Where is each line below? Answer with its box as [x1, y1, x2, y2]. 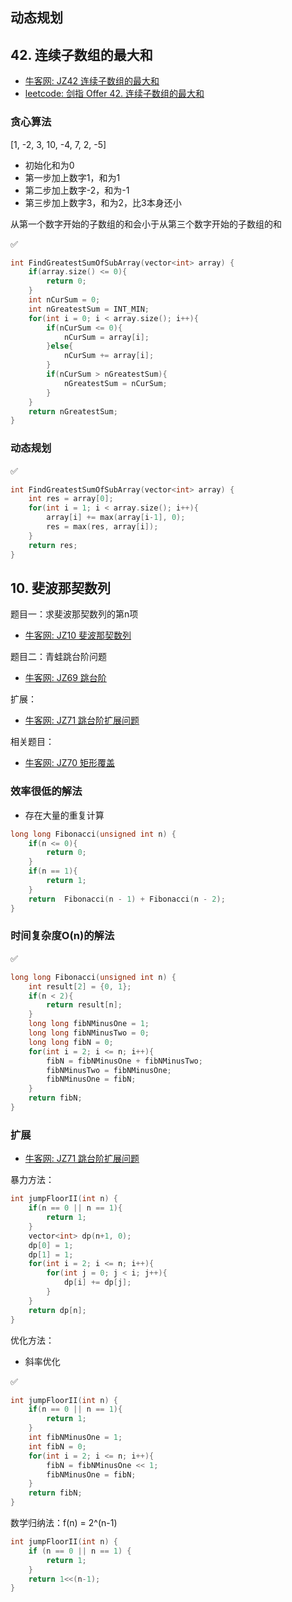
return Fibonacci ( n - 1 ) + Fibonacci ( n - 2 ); [28, 894, 226, 904]
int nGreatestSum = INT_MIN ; [28, 304, 150, 314]
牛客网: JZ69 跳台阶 [24, 672, 107, 684]
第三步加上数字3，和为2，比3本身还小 [24, 196, 182, 208]
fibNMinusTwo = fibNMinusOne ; [46, 1065, 172, 1075]
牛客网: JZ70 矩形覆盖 [24, 757, 116, 769]
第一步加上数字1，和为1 [24, 171, 121, 183]
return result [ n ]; [46, 1000, 123, 1010]
